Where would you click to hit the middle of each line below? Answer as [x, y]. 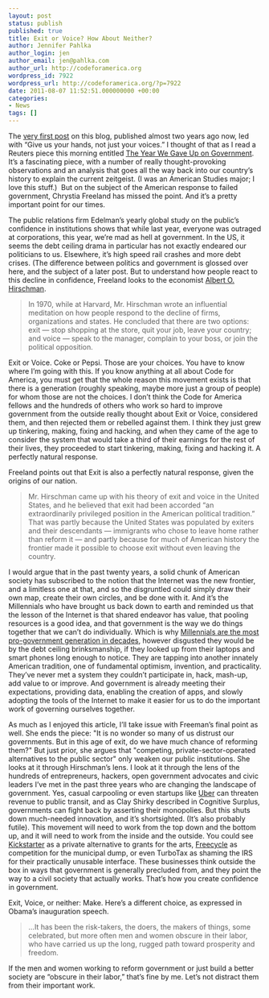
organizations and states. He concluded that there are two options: [139, 321]
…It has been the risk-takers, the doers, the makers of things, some [139, 927]
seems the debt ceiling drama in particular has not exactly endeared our [128, 246]
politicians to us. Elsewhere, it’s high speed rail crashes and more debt [124, 254]
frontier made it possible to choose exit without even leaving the [134, 548]
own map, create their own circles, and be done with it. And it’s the [118, 598]
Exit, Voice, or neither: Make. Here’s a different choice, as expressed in [125, 903]
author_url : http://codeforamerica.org [75, 68]
